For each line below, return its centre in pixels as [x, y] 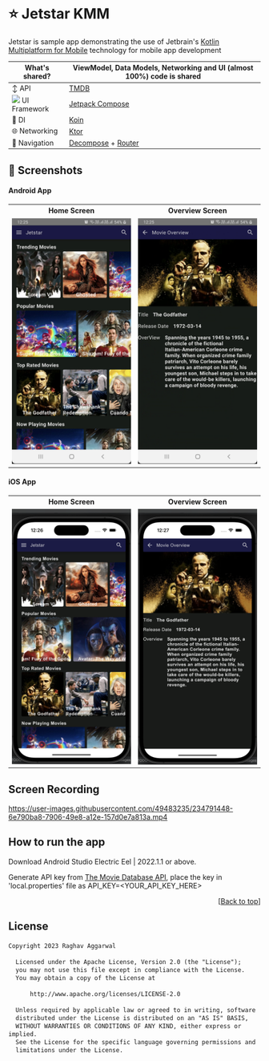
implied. [23, 1034]
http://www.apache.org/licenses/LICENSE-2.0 [105, 994]
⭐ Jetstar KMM [59, 14]
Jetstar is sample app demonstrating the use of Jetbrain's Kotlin [114, 41]
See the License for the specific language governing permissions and [136, 1042]
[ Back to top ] [239, 901]
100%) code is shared [163, 76]
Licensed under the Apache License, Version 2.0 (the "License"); [128, 962]
